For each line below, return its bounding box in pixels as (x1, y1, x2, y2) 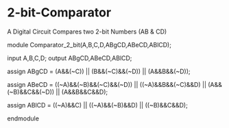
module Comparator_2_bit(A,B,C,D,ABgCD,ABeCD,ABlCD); (7, 40, 171, 49)
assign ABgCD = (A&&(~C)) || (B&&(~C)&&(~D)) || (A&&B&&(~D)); (7, 67, 191, 75)
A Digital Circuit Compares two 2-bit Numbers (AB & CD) (7, 27, 167, 36)
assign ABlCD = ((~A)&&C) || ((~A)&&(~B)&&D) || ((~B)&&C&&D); (7, 101, 189, 109)
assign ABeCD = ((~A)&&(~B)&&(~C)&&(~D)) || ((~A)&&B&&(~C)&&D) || (7, 80, 207, 88)
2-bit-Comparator (7, 5, 112, 21)
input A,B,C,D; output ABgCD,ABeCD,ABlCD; (7, 53, 132, 62)
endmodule (7, 114, 40, 123)
